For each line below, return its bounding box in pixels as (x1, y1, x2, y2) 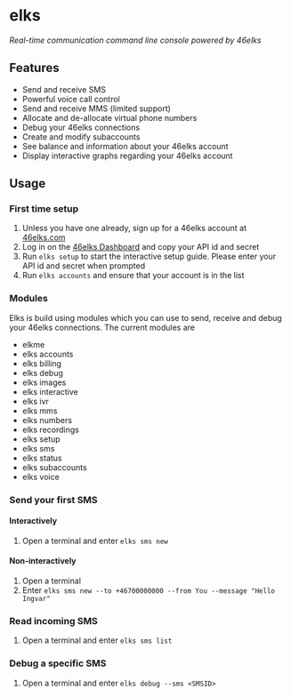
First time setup (9, 203, 79, 215)
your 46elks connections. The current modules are (9, 322, 196, 332)
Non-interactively (9, 556, 77, 566)
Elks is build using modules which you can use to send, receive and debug (9, 312, 282, 323)
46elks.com (21, 232, 66, 243)
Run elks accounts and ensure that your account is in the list (21, 270, 245, 281)
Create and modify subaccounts (21, 131, 141, 142)
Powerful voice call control (21, 93, 120, 104)
